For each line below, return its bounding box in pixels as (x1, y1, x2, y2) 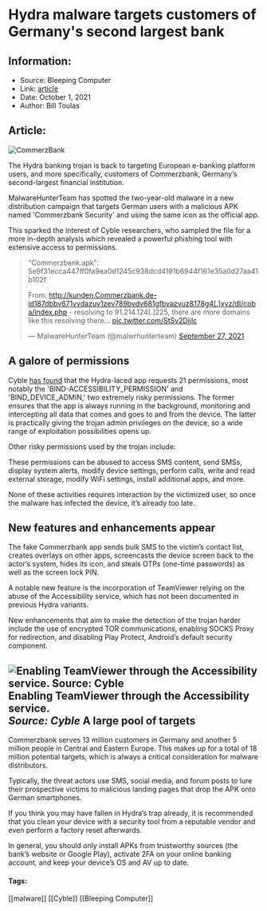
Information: (8, 54, 72, 68)
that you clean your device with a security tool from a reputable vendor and (8, 817, 256, 826)
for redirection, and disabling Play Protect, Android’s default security (8, 633, 233, 642)
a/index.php (27, 307, 68, 317)
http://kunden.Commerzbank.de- (49, 290, 158, 300)
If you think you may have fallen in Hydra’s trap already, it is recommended (8, 808, 253, 818)
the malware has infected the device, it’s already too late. (8, 498, 195, 507)
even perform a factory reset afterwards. (8, 826, 142, 835)
